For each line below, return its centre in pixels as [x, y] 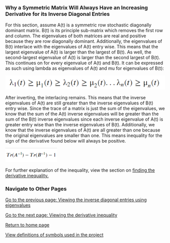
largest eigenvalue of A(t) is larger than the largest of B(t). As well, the [78, 52]
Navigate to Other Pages [36, 189]
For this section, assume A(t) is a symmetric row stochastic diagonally [78, 25]
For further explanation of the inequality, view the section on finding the [80, 170]
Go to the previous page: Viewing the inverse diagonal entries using [76, 200]
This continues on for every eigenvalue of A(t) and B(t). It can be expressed [84, 63]
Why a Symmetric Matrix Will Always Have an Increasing [77, 8]
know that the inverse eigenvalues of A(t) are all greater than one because [83, 130]
